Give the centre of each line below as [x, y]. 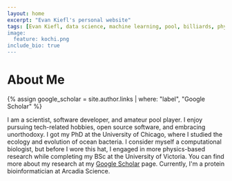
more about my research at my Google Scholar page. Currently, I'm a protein [116, 164]
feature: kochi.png [41, 39]
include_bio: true [33, 46]
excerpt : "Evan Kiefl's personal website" [69, 20]
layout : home [26, 13]
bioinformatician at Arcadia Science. [59, 171]
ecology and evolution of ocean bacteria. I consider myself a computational [115, 142]
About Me [36, 80]
